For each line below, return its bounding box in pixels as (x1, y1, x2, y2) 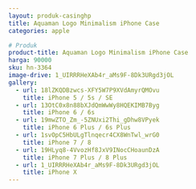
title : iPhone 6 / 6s (22, 109, 95, 117)
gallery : (8, 78, 38, 87)
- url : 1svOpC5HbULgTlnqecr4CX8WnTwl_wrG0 (15, 131, 160, 139)
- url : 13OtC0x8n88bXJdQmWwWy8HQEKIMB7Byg (15, 101, 160, 109)
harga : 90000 (8, 56, 52, 64)
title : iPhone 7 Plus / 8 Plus (22, 154, 128, 162)
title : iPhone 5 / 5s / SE (22, 93, 113, 101)
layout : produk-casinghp (8, 11, 92, 20)
